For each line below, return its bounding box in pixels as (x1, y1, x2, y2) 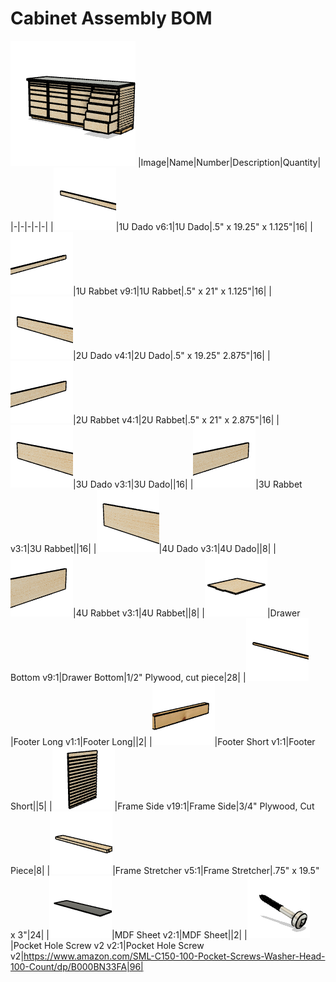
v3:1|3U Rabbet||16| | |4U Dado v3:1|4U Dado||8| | (10, 542, 277, 554)
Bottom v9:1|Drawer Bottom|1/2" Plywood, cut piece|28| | (10, 671, 247, 683)
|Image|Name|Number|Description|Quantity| (137, 156, 322, 168)
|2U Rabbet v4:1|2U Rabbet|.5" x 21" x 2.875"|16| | (73, 413, 280, 426)
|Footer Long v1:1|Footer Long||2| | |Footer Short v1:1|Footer (10, 735, 316, 747)
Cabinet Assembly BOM (10, 7, 213, 30)
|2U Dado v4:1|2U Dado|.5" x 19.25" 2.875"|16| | (73, 349, 271, 361)
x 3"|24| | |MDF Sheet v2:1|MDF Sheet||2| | (10, 928, 248, 941)
